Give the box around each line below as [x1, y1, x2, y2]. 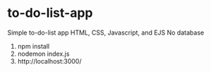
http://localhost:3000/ [17, 56, 82, 65]
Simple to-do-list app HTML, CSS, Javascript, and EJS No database [7, 28, 205, 37]
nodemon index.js [17, 49, 70, 58]
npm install [17, 42, 50, 50]
